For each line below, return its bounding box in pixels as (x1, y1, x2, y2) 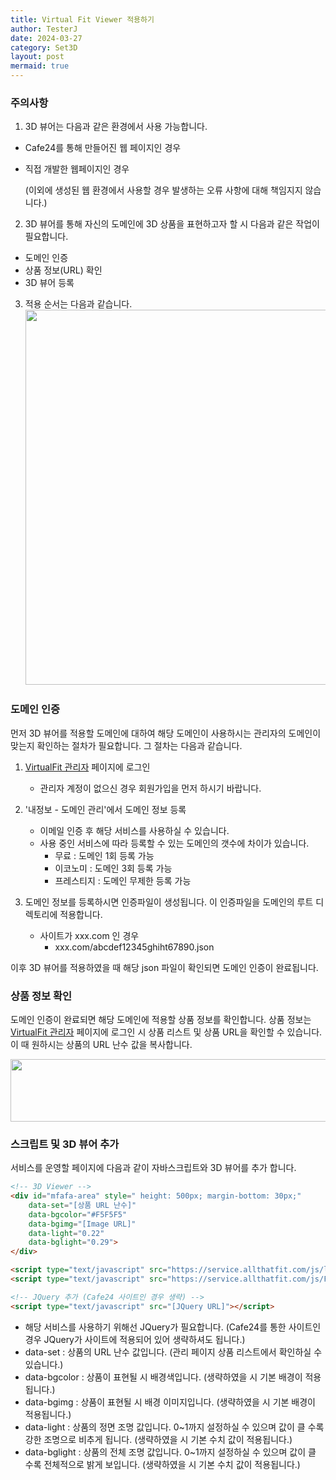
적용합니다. (59, 908, 103, 920)
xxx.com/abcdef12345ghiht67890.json (54, 941, 215, 953)
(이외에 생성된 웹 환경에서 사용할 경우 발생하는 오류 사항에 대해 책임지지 (24, 184, 303, 196)
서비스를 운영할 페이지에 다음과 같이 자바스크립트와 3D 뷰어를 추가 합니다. (10, 1162, 297, 1174)
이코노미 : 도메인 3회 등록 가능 (54, 862, 173, 874)
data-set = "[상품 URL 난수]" (28, 1200, 137, 1210)
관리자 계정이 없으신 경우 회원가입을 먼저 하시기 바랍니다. (39, 782, 262, 794)
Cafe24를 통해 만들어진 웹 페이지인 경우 (24, 142, 182, 154)
